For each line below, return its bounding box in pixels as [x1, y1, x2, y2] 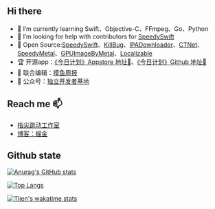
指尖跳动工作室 [16, 120, 60, 129]
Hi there [7, 5, 43, 17]
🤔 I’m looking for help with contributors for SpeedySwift [16, 32, 174, 41]
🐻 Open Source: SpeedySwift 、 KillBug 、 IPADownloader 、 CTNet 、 [16, 41, 204, 49]
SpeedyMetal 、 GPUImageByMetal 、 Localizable [16, 49, 153, 57]
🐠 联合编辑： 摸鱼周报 [16, 68, 78, 76]
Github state [7, 150, 62, 162]
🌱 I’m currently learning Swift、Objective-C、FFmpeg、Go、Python [16, 24, 209, 33]
